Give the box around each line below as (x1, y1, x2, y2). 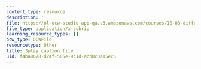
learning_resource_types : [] (6, 31, 79, 37)
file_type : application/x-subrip (6, 25, 90, 32)
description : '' (6, 14, 47, 20)
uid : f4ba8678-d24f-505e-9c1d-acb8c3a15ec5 (6, 53, 117, 59)
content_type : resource (6, 8, 66, 15)
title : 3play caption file (6, 48, 74, 54)
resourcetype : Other (6, 43, 58, 49)
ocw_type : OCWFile (6, 37, 52, 43)
